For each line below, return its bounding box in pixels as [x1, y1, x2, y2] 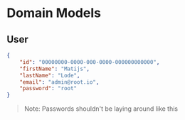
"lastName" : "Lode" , [19, 72, 80, 79]
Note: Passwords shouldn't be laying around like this [23, 104, 179, 113]
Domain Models [6, 5, 101, 21]
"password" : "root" [19, 85, 78, 92]
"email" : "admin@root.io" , [19, 78, 100, 86]
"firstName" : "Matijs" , [19, 65, 90, 72]
